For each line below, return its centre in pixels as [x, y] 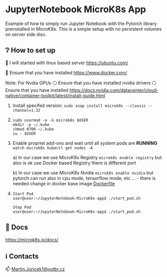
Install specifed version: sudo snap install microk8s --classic [79, 105]
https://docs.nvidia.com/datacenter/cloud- [114, 90]
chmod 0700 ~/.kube [33, 129]
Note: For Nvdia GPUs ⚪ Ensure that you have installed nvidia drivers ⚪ [81, 83]
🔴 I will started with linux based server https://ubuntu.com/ [67, 63]
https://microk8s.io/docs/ [32, 240]
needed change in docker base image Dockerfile [64, 183]
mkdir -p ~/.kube [31, 124]
